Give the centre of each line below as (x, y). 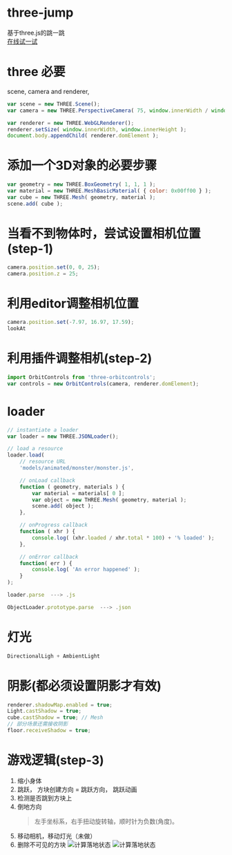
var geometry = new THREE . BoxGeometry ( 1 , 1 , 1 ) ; (81, 184)
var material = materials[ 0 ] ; (79, 493)
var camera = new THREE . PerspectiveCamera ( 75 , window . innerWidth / (108, 111)
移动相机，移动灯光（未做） (57, 836)
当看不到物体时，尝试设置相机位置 (104, 233)
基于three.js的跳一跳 (36, 32)
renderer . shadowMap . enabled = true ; (60, 705)
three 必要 (36, 72)
